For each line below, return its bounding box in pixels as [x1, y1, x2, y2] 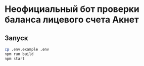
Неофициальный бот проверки [4, 3, 140, 15]
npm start [4, 56, 25, 61]
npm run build [4, 51, 34, 57]
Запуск [4, 34, 28, 42]
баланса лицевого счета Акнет [4, 14, 139, 25]
